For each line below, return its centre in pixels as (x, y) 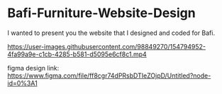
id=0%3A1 (22, 83)
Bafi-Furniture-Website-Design (102, 13)
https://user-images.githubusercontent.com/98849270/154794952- (106, 46)
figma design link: (33, 68)
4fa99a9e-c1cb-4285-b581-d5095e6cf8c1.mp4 (77, 54)
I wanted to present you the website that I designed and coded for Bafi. (111, 33)
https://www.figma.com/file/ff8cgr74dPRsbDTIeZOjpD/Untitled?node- (109, 75)
